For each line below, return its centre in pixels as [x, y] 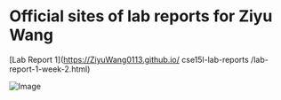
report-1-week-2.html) [50, 69]
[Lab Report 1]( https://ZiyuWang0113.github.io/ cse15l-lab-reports [129, 59]
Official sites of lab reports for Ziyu [141, 16]
